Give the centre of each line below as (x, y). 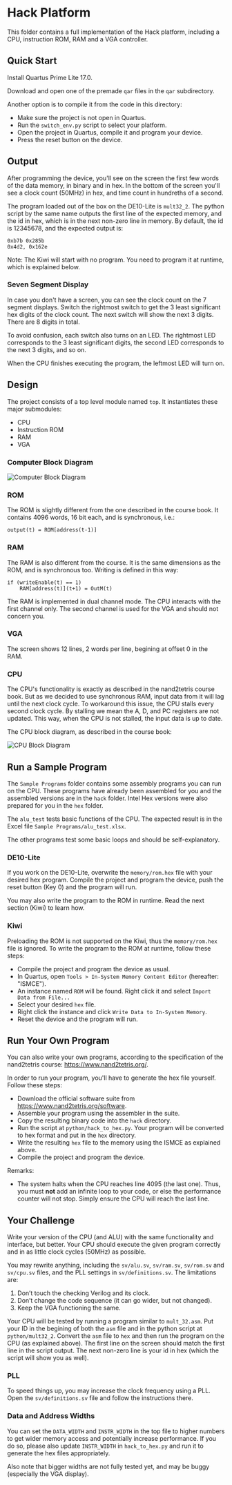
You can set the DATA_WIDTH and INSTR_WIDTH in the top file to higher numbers (116, 1431)
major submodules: (35, 409)
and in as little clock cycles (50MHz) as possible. (77, 1252)
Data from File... (43, 998)
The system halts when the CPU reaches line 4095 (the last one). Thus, (119, 1184)
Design (23, 385)
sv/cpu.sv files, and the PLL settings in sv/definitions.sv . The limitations (112, 1272)
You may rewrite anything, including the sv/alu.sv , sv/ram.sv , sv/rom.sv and (116, 1265)
